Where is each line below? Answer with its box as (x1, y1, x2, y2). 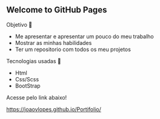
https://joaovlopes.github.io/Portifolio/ (6, 106, 101, 113)
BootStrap (15, 82, 41, 89)
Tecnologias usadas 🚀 (6, 57, 62, 64)
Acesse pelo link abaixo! (6, 93, 67, 101)
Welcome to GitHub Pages (6, 5, 107, 15)
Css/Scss (15, 75, 39, 83)
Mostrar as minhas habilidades (15, 39, 92, 46)
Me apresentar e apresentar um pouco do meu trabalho (15, 33, 154, 40)
